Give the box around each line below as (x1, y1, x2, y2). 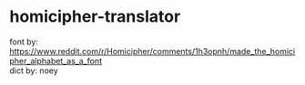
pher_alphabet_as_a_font (9, 55, 103, 66)
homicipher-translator (9, 6, 181, 27)
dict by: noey (9, 65, 59, 76)
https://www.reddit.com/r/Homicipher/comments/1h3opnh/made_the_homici (9, 45, 296, 56)
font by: (9, 36, 39, 47)
